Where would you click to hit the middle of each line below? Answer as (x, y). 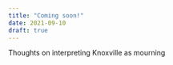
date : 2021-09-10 (37, 23)
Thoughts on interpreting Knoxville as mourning (87, 53)
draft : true (28, 30)
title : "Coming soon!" (46, 15)
